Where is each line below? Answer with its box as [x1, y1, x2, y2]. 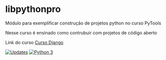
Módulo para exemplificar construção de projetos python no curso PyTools [5, 20, 161, 26]
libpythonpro [5, 3, 61, 15]
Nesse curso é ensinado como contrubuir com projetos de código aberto [5, 29, 157, 35]
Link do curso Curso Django [5, 39, 64, 45]
